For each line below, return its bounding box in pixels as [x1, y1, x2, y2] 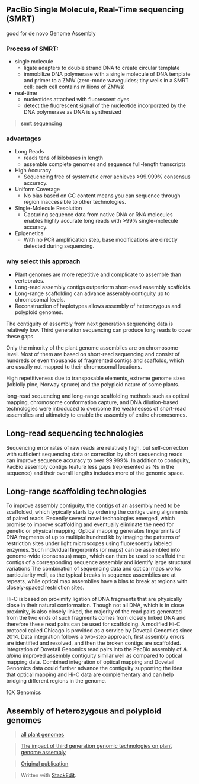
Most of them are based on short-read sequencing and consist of [20, 350, 180, 357]
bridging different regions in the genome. [6, 677, 107, 684]
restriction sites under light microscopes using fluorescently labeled [6, 540, 172, 547]
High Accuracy [14, 167, 52, 174]
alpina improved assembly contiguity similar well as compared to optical [6, 652, 182, 660]
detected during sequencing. [23, 242, 95, 249]
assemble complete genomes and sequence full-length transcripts [23, 161, 187, 168]
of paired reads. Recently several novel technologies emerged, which [6, 515, 175, 522]
